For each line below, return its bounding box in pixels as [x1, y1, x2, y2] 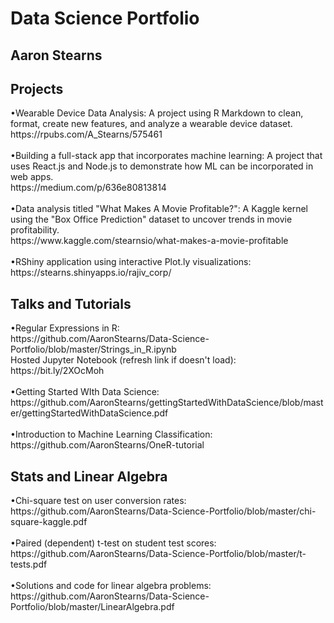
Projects [10, 80, 64, 97]
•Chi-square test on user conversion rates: [10, 495, 187, 507]
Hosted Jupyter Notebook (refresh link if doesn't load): [10, 354, 237, 366]
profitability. [10, 224, 60, 236]
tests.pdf [10, 558, 48, 571]
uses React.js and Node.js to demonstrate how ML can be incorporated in [10, 160, 314, 172]
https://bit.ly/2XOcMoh [10, 365, 105, 377]
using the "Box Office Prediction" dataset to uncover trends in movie [10, 213, 293, 226]
